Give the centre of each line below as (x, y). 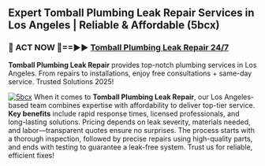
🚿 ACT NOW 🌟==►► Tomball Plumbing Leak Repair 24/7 (119, 48)
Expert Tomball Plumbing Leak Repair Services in (131, 13)
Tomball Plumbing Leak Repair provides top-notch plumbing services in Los (132, 65)
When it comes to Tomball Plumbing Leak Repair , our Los (129, 97)
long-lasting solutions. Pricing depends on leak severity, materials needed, (129, 122)
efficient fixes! (32, 155)
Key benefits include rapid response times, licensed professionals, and (124, 113)
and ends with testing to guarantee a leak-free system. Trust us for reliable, (131, 147)
